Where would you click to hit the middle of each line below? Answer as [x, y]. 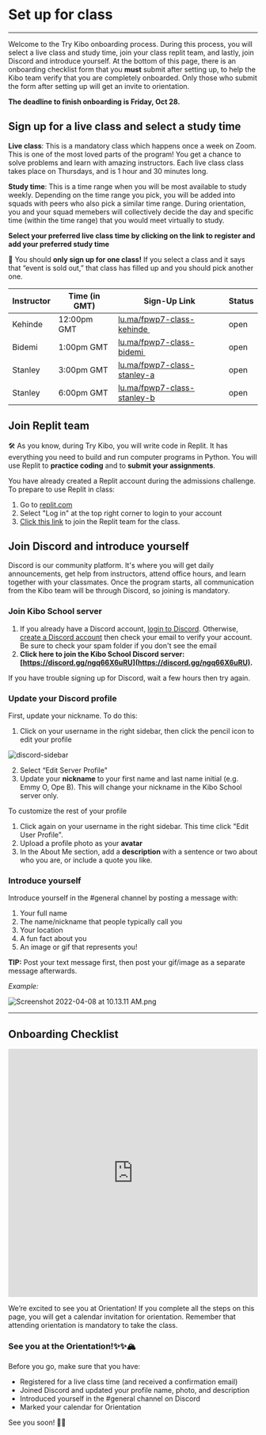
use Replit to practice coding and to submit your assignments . [112, 465]
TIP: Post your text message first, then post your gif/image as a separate [127, 962]
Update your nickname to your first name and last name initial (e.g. [129, 778]
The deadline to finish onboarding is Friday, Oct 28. [94, 102]
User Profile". [41, 835]
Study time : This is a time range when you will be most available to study [127, 186]
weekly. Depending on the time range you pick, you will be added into [122, 195]
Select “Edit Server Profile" [64, 770]
